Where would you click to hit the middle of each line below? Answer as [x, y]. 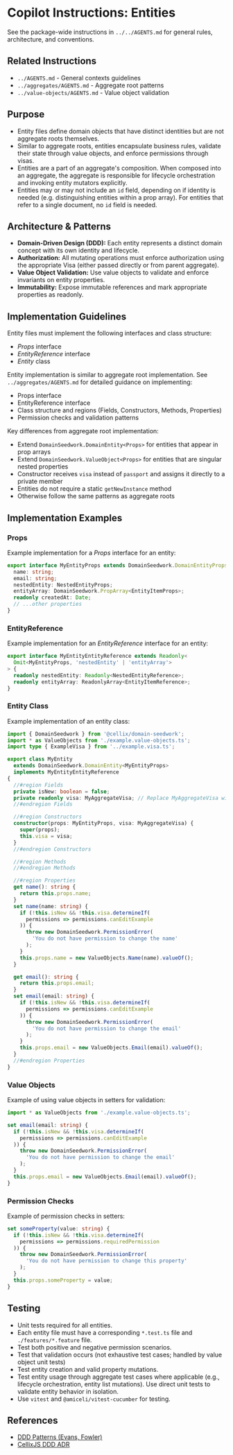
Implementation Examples [65, 518]
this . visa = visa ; [46, 836]
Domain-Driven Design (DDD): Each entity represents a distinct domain [120, 243]
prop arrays [34, 452]
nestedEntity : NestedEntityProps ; [63, 585]
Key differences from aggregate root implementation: [83, 431]
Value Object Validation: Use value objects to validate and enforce [113, 272]
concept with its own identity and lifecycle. [78, 250]
